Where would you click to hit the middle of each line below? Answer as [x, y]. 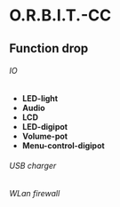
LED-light [40, 98]
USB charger [33, 166]
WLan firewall [35, 193]
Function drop [49, 48]
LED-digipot [45, 126]
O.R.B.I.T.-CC [60, 16]
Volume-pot [45, 136]
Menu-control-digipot [63, 145]
